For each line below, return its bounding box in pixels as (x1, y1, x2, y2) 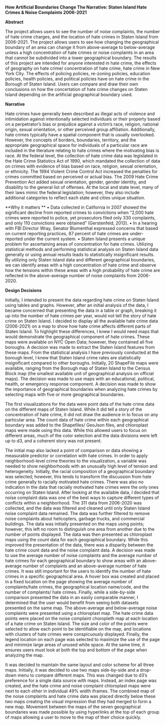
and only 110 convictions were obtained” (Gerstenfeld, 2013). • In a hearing (5, 220, 158, 226)
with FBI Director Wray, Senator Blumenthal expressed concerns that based (5, 225, 159, 231)
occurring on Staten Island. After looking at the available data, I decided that (5, 489, 160, 495)
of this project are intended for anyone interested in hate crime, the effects (5, 60, 157, 66)
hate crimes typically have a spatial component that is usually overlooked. (5, 132, 155, 137)
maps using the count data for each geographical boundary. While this (5, 537, 148, 543)
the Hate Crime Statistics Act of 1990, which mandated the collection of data (5, 158, 161, 164)
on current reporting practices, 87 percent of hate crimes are (5, 231, 129, 236)
